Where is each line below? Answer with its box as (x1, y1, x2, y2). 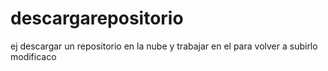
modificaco (10, 50, 57, 62)
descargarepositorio (10, 7, 184, 30)
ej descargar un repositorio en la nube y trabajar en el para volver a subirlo (10, 40, 318, 52)
